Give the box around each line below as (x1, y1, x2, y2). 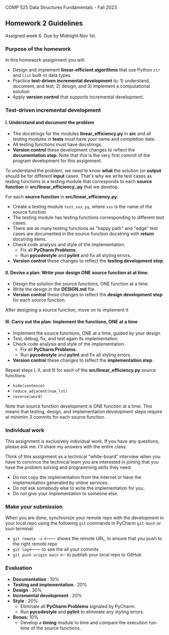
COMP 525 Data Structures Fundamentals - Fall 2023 (5, 5, 117, 10)
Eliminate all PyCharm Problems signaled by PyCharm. (20, 603, 136, 609)
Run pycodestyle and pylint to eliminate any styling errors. (20, 608, 145, 615)
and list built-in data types (12, 72, 71, 79)
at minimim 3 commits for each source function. (5, 414, 106, 420)
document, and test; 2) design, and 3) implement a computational (12, 83, 150, 89)
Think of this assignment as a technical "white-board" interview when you (5, 453, 161, 460)
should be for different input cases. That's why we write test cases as (5, 173, 152, 179)
